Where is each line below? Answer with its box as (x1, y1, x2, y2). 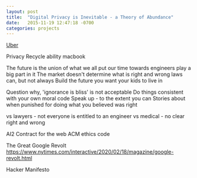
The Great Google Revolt (6, 142, 66, 149)
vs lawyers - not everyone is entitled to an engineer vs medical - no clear (6, 113, 185, 120)
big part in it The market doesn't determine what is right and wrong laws (6, 71, 183, 78)
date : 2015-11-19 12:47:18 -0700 (6, 20, 94, 26)
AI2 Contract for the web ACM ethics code (6, 131, 110, 138)
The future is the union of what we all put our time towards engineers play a (6, 65, 191, 72)
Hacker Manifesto (6, 166, 50, 173)
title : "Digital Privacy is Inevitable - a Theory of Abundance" (6, 14, 174, 20)
